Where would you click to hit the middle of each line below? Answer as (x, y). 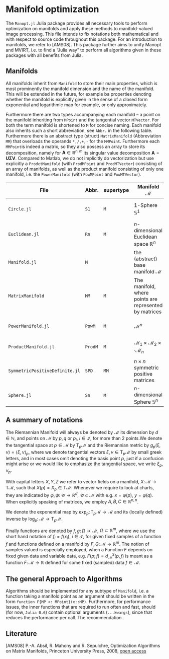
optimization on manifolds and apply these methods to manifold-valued (79, 28)
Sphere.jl (20, 395)
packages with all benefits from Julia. (44, 55)
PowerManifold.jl (29, 326)
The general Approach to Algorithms (64, 579)
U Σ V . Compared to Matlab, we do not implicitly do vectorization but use (80, 158)
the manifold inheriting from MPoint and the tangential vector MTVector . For (82, 120)
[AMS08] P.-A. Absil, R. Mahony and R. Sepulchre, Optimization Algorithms (83, 645)
